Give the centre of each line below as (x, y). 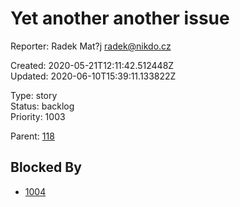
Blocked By (46, 167)
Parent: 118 (32, 136)
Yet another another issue (120, 18)
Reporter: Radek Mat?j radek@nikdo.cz (91, 46)
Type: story (34, 95)
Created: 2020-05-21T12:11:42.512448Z (92, 65)
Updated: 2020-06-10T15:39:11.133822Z (93, 76)
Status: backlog (42, 106)
